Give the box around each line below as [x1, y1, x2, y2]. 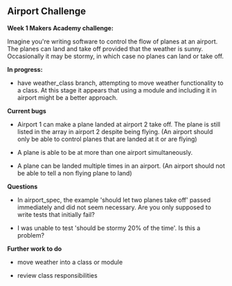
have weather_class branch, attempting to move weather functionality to [17, 79, 224, 87]
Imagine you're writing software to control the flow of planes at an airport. [7, 37, 218, 46]
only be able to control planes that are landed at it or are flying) [17, 135, 197, 143]
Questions [7, 182, 38, 191]
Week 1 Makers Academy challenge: [7, 23, 114, 32]
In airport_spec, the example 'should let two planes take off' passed [17, 196, 211, 204]
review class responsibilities [17, 271, 98, 279]
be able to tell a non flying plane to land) [17, 169, 133, 177]
